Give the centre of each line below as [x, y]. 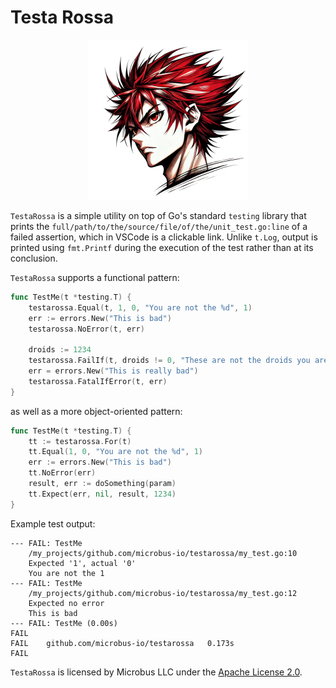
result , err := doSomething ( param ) [102, 484]
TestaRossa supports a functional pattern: [95, 277]
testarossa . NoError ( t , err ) [86, 329]
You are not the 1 [66, 573]
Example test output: [53, 523]
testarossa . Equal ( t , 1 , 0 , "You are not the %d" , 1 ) [140, 307]
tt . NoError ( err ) [62, 473]
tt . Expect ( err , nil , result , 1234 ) [102, 494]
